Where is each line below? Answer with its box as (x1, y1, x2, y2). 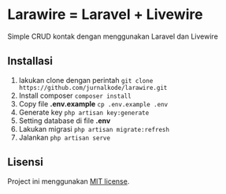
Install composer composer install (18, 91, 132, 100)
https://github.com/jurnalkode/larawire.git (18, 84, 168, 91)
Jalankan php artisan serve (18, 132, 111, 142)
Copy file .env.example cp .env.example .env (18, 99, 169, 108)
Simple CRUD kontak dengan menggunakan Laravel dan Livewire (7, 32, 218, 41)
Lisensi (7, 155, 44, 169)
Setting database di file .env (18, 116, 111, 125)
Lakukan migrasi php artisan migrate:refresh (18, 124, 170, 133)
